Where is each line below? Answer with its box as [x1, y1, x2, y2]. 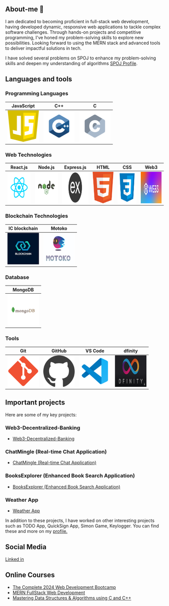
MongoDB [12, 287, 34, 293]
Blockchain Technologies [5, 213, 68, 220]
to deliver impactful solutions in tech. [5, 45, 82, 51]
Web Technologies [5, 151, 52, 158]
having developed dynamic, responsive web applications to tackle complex [5, 24, 161, 30]
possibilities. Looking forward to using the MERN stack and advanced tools [5, 40, 160, 46]
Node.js [38, 164, 55, 170]
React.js [10, 164, 28, 170]
